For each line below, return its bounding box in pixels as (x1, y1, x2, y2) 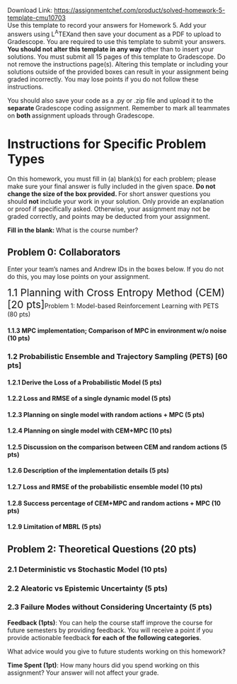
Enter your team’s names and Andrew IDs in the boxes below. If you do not (7, 265, 224, 273)
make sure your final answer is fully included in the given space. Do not (7, 182, 216, 190)
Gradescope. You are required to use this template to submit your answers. (7, 37, 226, 45)
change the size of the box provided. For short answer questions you (7, 189, 211, 198)
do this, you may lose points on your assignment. (7, 273, 151, 281)
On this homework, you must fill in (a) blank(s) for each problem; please (7, 174, 216, 183)
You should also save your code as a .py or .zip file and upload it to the (7, 96, 214, 105)
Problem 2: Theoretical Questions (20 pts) (7, 543, 197, 555)
